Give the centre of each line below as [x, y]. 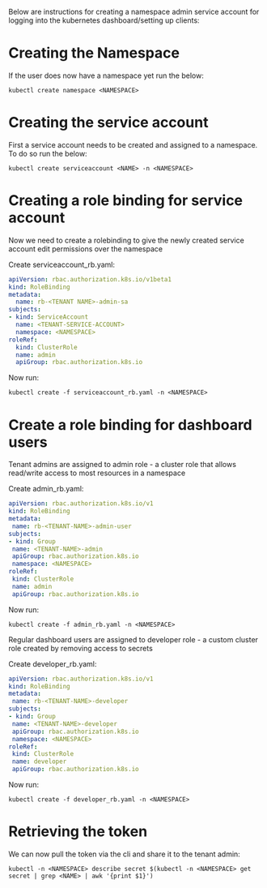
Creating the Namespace [94, 53]
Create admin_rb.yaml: [46, 489]
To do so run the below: [48, 153]
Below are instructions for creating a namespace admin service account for [134, 12]
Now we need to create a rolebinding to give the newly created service [126, 240]
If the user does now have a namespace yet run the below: [106, 75]
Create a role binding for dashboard [130, 425]
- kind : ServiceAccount [49, 317]
